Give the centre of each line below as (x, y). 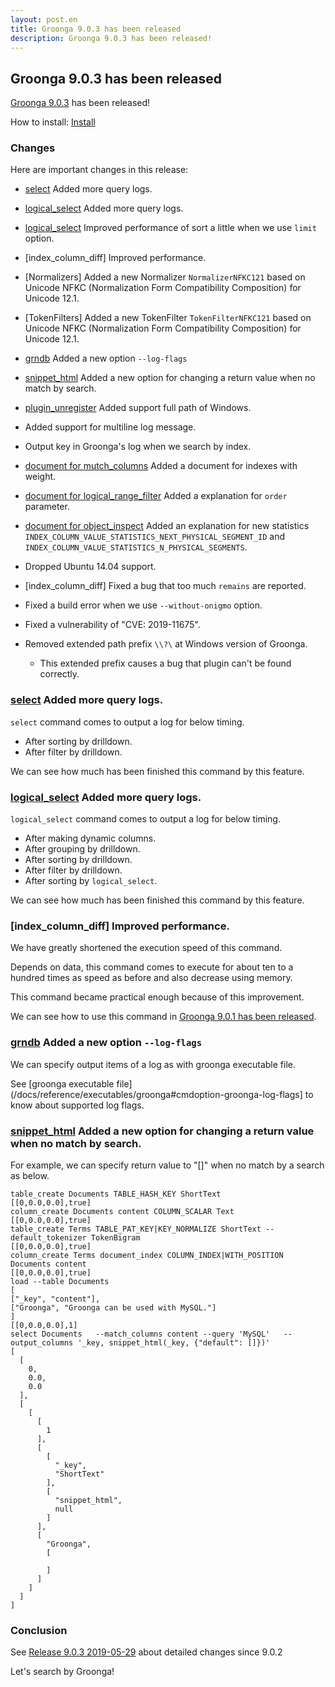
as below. (30, 1175)
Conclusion (39, 1630)
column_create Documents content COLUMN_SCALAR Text (122, 1211)
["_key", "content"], (55, 1299)
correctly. (59, 674)
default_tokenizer (48, 1237)
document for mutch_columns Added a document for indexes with (161, 466)
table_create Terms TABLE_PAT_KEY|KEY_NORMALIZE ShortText (136, 1229)
